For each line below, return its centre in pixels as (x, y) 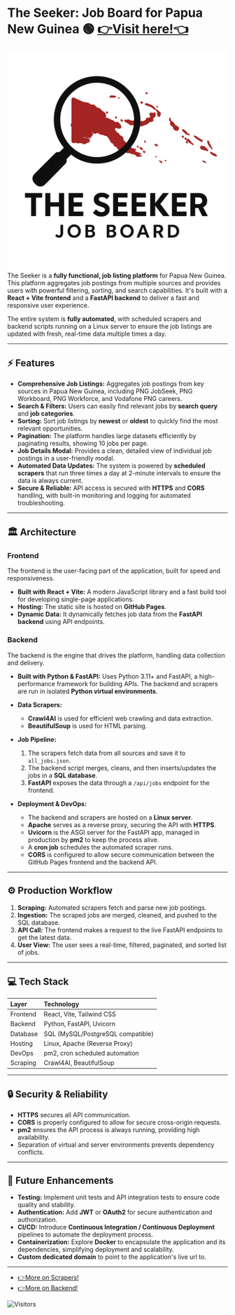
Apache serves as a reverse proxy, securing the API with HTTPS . (122, 824)
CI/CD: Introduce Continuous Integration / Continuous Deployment (116, 1227)
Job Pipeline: (37, 739)
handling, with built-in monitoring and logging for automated (104, 495)
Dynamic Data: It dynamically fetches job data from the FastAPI (110, 614)
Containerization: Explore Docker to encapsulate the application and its (121, 1242)
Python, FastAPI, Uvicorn (80, 1024)
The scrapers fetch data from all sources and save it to (107, 753)
